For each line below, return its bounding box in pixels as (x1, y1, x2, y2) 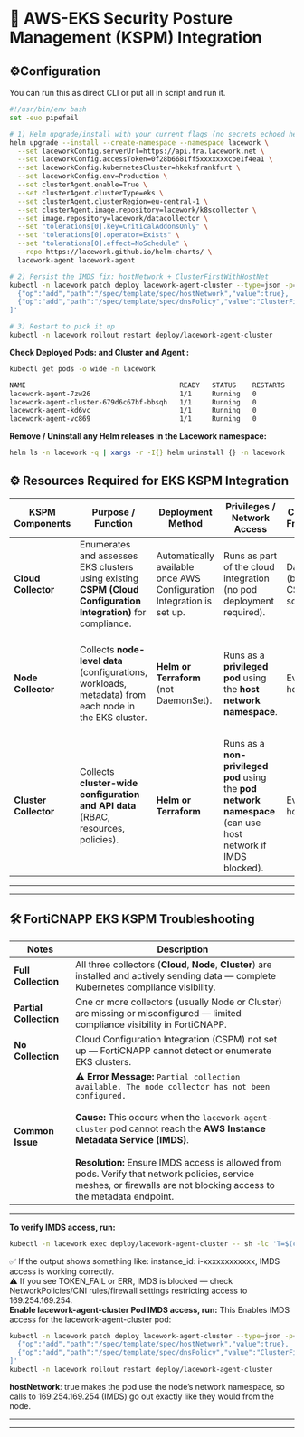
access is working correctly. (9, 1266, 115, 1277)
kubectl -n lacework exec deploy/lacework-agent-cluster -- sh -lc (9, 1239, 270, 1248)
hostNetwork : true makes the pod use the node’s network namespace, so (9, 1381, 285, 1392)
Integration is (156, 595, 213, 607)
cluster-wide (80, 776, 138, 789)
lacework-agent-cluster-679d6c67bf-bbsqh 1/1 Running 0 (9, 397, 257, 406)
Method (168, 517, 204, 529)
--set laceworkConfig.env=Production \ (17, 172, 168, 181)
